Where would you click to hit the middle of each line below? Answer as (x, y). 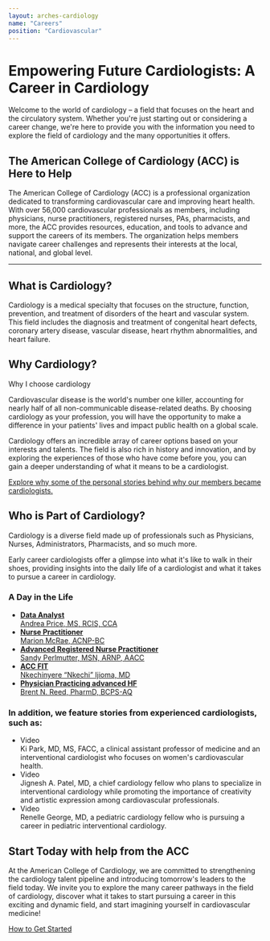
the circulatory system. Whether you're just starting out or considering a (128, 118)
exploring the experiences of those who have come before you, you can (127, 458)
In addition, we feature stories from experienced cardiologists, (133, 712)
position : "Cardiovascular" (55, 31)
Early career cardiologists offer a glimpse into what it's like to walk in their (131, 559)
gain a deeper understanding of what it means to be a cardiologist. (119, 466)
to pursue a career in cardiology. (62, 576)
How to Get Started (40, 929)
